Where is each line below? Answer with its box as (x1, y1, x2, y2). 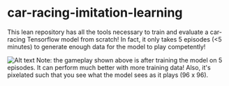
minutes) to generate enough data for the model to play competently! (7, 42, 206, 51)
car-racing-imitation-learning (7, 5, 183, 21)
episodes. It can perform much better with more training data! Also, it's (7, 63, 211, 71)
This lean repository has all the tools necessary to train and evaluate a (7, 28, 209, 36)
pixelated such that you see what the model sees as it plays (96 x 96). (7, 71, 209, 79)
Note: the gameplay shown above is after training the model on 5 (36, 55, 223, 64)
